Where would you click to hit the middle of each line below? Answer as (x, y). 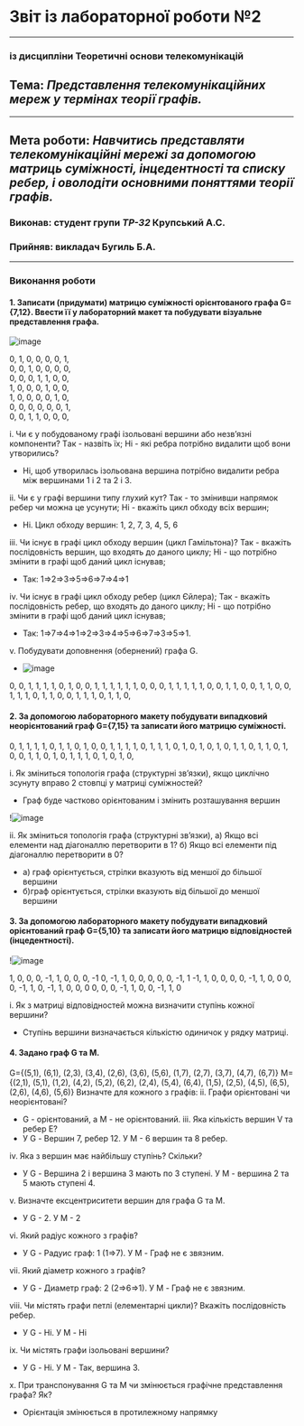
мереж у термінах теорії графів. (106, 100)
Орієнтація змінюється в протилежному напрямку (120, 1412)
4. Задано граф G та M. (55, 1053)
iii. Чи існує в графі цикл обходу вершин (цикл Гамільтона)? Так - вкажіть (150, 543)
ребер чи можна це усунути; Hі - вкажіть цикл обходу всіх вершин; (139, 508)
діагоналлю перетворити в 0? (66, 854)
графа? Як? (31, 1395)
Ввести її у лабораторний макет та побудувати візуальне (148, 312)
